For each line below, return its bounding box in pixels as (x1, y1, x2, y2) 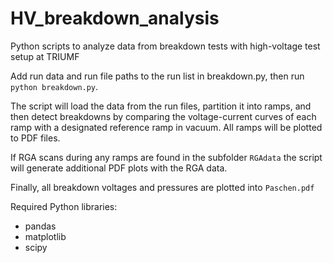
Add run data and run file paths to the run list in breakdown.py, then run (10, 70, 305, 82)
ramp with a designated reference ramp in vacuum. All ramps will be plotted (10, 121, 323, 133)
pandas (24, 220, 57, 232)
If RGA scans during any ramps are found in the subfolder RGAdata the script (10, 151, 323, 163)
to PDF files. (10, 132, 61, 144)
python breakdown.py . (10, 80, 99, 92)
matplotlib (24, 230, 67, 242)
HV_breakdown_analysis (10, 7, 220, 30)
